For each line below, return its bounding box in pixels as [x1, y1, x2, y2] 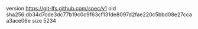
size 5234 [32, 17, 57, 24]
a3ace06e [6, 17, 31, 24]
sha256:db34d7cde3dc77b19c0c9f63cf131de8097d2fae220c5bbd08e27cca [6, 11, 192, 18]
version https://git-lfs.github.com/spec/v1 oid [6, 5, 116, 12]
